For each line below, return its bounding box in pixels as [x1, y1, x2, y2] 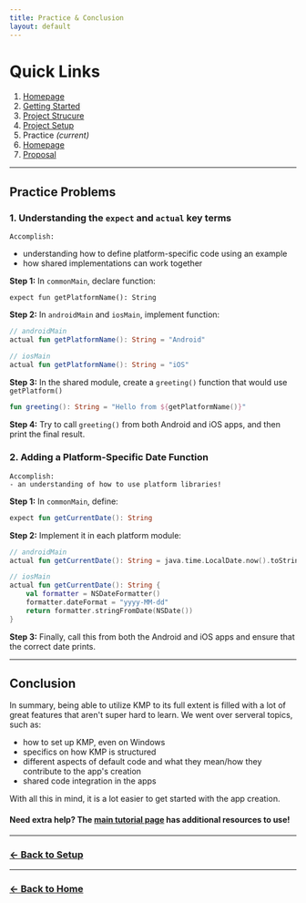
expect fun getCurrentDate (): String [9, 513, 153, 522]
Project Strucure [22, 110, 85, 121]
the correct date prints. [9, 641, 97, 652]
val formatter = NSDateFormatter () [25, 590, 161, 599]
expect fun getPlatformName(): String [9, 293, 157, 303]
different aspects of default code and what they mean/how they [22, 756, 262, 767]
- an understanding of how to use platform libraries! [9, 479, 222, 488]
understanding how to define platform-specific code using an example [22, 248, 288, 260]
